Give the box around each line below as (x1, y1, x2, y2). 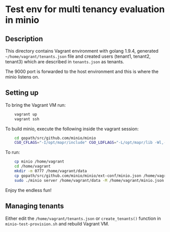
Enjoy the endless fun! (5, 187, 52, 193)
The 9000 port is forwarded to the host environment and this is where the (5, 68, 159, 74)
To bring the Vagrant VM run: (5, 102, 66, 108)
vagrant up (14, 111, 37, 117)
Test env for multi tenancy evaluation (5, 4, 165, 15)
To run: (5, 149, 20, 156)
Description (5, 34, 43, 43)
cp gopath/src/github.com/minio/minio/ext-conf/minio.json (14, 173, 142, 178)
